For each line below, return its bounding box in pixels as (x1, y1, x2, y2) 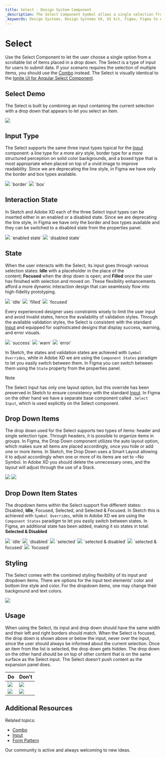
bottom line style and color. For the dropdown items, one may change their (5, 583, 157, 589)
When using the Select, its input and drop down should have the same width (5, 625, 161, 631)
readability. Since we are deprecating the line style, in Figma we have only (5, 165, 156, 171)
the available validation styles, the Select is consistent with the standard (5, 319, 152, 325)
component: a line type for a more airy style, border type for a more (5, 150, 143, 156)
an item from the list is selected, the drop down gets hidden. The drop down (5, 646, 160, 651)
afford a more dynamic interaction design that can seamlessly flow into (5, 283, 150, 289)
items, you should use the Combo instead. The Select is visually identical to (5, 70, 159, 76)
